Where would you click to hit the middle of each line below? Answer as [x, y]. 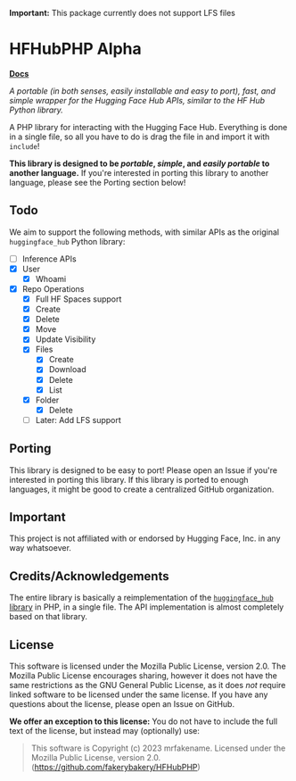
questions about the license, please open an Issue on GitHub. [122, 704]
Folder [47, 400]
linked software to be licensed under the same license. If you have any [139, 694]
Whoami [51, 278]
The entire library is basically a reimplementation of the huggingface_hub [141, 598]
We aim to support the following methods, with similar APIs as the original [144, 232]
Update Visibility [66, 339]
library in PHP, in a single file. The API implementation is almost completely [147, 607]
